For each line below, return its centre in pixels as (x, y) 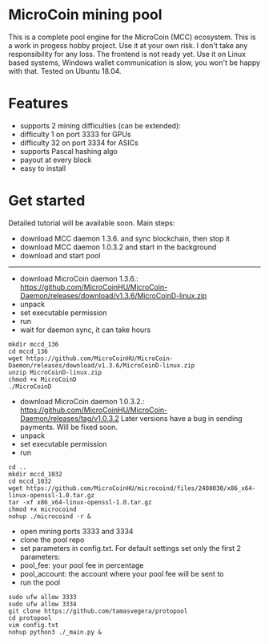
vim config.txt (34, 625)
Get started (47, 201)
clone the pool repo (52, 540)
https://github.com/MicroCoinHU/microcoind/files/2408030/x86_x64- (141, 488)
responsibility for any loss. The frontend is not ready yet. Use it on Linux (127, 54)
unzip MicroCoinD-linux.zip (55, 372)
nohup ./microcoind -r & (50, 516)
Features (38, 104)
